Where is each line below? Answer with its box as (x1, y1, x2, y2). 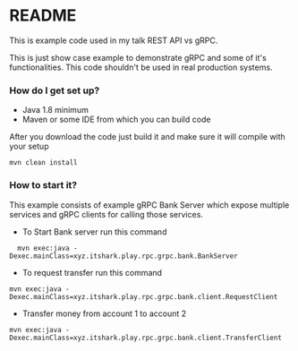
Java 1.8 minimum (21, 105, 89, 116)
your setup (9, 141, 49, 152)
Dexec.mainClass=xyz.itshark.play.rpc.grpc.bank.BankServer (9, 252, 239, 261)
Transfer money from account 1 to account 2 (21, 308, 186, 319)
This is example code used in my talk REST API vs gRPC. (9, 35, 218, 46)
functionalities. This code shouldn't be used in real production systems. (9, 62, 273, 73)
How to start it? (9, 179, 78, 192)
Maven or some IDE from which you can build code (21, 114, 211, 125)
